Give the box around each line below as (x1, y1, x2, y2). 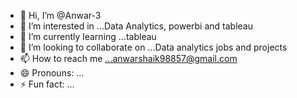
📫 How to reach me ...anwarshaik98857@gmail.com (19, 53, 238, 64)
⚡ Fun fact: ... (19, 78, 75, 90)
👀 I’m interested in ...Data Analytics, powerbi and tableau (19, 20, 253, 32)
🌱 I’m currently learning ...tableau (19, 31, 157, 42)
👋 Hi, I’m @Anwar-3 (19, 10, 102, 21)
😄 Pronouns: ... (19, 67, 85, 79)
